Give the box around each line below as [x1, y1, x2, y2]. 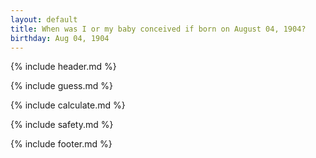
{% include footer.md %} [10, 138, 113, 150]
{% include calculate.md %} [10, 99, 126, 111]
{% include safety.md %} [10, 119, 114, 131]
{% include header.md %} [10, 61, 117, 73]
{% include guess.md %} [10, 80, 113, 92]
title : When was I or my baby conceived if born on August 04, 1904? [10, 24, 307, 34]
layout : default [10, 14, 78, 25]
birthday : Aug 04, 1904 [10, 33, 110, 43]
